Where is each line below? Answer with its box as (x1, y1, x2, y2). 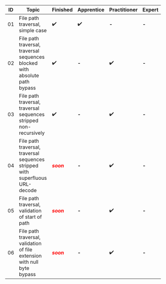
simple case (19, 27, 47, 34)
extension (19, 252, 42, 259)
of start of (19, 213, 42, 220)
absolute (19, 72, 40, 79)
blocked (19, 60, 38, 66)
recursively (19, 129, 45, 136)
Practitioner (109, 6, 138, 13)
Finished (51, 6, 73, 13)
